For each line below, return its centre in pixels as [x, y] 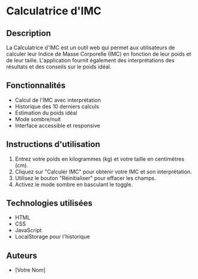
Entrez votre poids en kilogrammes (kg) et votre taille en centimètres [100, 159]
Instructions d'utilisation [53, 144]
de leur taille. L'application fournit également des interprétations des [91, 60]
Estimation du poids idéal [46, 113]
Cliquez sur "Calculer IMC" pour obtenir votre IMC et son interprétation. [103, 172]
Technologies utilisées [49, 203]
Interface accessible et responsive [58, 125]
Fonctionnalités [36, 85]
